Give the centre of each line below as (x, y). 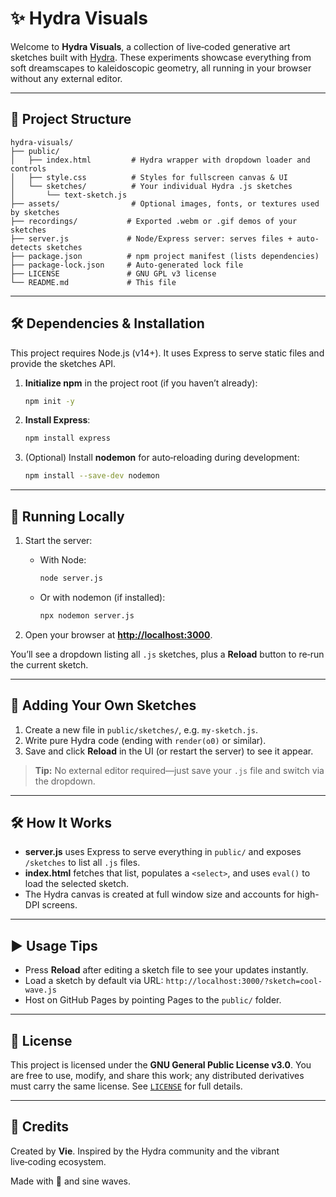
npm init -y (49, 401)
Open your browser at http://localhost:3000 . (118, 634)
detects (26, 247)
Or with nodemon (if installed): (102, 597)
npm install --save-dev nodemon (92, 476)
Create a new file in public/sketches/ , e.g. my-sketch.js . (141, 729)
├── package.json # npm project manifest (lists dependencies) (165, 256)
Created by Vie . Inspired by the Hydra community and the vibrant (145, 1151)
